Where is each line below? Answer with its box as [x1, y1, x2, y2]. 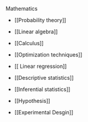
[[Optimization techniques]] [14, 51, 83, 58]
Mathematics [5, 5, 38, 12]
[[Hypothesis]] [14, 98, 50, 104]
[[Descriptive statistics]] [14, 74, 74, 81]
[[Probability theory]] [14, 17, 66, 23]
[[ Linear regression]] [14, 62, 67, 70]
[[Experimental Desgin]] [14, 109, 74, 115]
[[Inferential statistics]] [14, 86, 71, 93]
